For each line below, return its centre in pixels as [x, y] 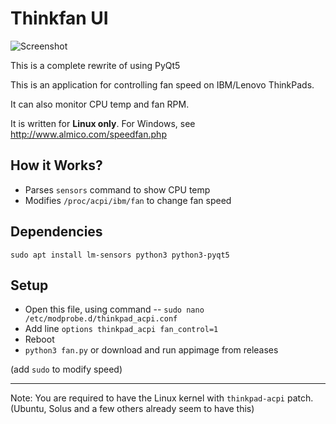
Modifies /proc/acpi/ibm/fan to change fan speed [128, 200]
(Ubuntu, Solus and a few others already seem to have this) [132, 409]
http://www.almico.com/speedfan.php [88, 134]
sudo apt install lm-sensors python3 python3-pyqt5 [120, 255]
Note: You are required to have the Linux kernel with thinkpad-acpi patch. [162, 398]
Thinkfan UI [59, 18]
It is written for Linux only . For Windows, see [103, 123]
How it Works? [56, 165]
